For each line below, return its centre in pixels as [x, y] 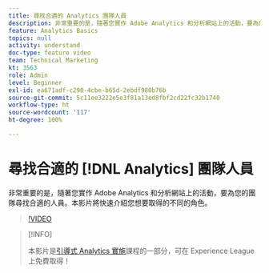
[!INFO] [40, 234]
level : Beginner [35, 82]
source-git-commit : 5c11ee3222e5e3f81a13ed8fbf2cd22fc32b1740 [114, 98]
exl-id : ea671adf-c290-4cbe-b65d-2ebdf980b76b [87, 90]
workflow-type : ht [39, 105]
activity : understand [44, 46]
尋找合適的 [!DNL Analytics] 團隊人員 [131, 169]
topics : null [30, 38]
